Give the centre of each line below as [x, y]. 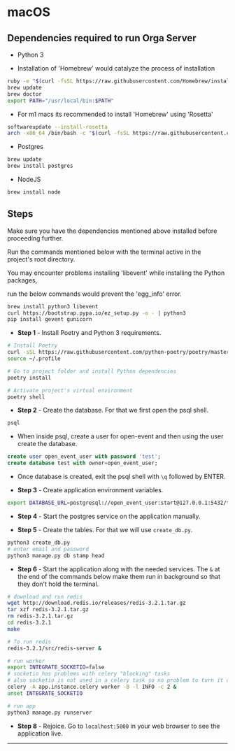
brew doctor [24, 94]
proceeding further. [35, 238]
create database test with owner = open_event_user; [83, 463]
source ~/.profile [34, 359]
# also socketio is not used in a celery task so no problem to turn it [115, 680]
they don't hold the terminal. [58, 584]
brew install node [34, 192]
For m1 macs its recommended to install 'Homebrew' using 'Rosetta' [115, 114]
